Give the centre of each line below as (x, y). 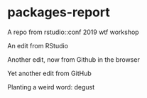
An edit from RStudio (38, 45)
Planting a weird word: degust (51, 87)
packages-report (59, 12)
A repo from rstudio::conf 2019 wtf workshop (73, 32)
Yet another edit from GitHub (49, 73)
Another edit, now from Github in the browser (73, 59)
